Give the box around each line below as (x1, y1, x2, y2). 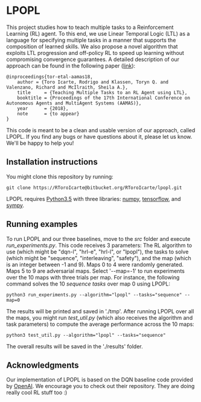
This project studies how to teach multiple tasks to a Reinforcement (6, 24, 174, 31)
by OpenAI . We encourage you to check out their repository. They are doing (6, 383, 195, 390)
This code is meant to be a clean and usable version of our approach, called (6, 126, 196, 133)
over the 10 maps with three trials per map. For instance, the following (6, 273, 180, 281)
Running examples (6, 219, 78, 229)
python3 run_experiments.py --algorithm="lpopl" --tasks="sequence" (6, 292, 182, 298)
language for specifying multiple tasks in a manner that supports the (6, 36, 176, 43)
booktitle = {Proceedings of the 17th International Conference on (17, 95, 190, 101)
